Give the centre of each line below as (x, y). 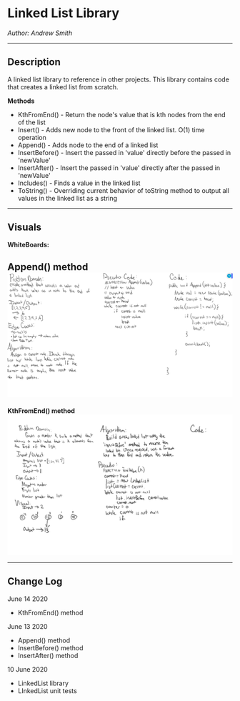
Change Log (35, 581)
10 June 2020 (27, 669)
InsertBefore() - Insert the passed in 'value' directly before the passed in (124, 152)
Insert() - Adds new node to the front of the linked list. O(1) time (111, 129)
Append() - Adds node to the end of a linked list (88, 145)
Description (34, 62)
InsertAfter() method (48, 655)
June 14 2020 (28, 599)
